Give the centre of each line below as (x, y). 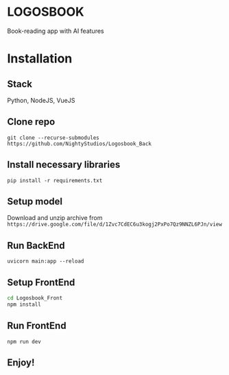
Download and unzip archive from (55, 218)
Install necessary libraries (64, 165)
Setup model (35, 201)
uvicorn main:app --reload (46, 261)
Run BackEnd (36, 245)
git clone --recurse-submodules (53, 138)
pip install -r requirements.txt (55, 180)
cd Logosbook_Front (35, 298)
